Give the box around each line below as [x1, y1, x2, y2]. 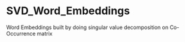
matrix [37, 30, 53, 37]
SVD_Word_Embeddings [6, 4, 131, 18]
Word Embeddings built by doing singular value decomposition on [6, 24, 169, 31]
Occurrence [6, 30, 36, 37]
